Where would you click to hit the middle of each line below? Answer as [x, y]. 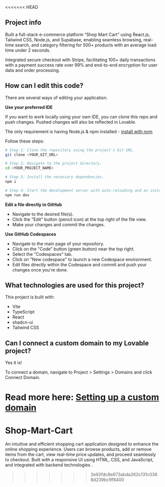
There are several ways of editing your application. [56, 98]
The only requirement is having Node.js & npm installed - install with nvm [79, 131]
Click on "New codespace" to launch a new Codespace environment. [82, 259]
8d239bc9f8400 [107, 480]
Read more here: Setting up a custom [82, 398]
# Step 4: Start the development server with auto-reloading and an [77, 190]
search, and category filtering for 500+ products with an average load [86, 45]
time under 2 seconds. [28, 50]
